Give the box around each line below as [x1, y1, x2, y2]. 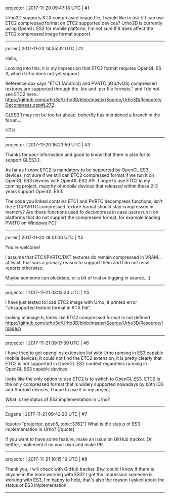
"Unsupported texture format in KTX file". [5, 305, 92, 310]
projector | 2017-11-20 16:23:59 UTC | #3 [5, 142, 91, 147]
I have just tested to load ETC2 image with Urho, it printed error [5, 299, 138, 305]
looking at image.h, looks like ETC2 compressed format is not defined [5, 315, 150, 320]
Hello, [5, 55, 18, 61]
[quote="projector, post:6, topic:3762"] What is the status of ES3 [5, 421, 141, 427]
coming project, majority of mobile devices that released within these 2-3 [5, 183, 158, 189]
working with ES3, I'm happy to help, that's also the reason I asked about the [5, 477, 165, 483]
